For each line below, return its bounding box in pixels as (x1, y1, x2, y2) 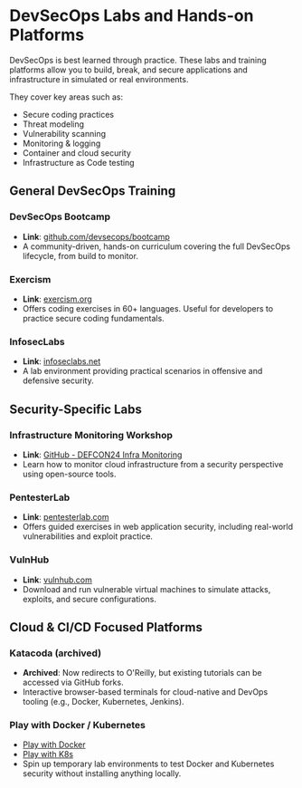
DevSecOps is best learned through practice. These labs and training (9, 54, 267, 65)
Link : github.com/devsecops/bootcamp (22, 231, 170, 242)
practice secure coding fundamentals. (22, 312, 165, 323)
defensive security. (22, 375, 94, 386)
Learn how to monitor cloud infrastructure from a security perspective (22, 458, 284, 469)
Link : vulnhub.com (22, 574, 92, 585)
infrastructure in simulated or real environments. (9, 73, 189, 84)
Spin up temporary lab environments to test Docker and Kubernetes (22, 758, 275, 770)
